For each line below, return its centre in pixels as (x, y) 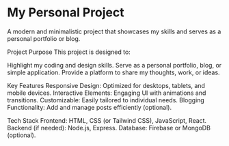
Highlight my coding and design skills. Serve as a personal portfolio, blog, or (114, 65)
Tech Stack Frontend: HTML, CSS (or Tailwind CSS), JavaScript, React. (107, 120)
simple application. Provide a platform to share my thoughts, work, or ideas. (113, 72)
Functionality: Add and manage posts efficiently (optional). (90, 107)
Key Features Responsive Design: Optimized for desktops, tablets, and (106, 85)
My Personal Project (66, 13)
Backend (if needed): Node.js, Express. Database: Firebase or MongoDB (109, 128)
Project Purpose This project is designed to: (69, 52)
